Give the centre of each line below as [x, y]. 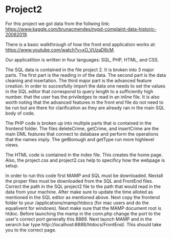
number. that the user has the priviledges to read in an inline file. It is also [82, 97]
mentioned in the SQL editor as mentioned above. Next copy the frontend [83, 197]
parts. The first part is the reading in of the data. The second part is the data [86, 75]
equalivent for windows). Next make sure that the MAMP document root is [83, 208]
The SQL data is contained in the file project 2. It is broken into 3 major [80, 70]
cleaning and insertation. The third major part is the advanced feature [79, 80]
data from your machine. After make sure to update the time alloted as [79, 192]
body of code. [20, 113]
